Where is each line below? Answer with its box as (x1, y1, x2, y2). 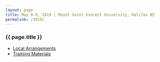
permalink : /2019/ (5, 17, 45, 22)
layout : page (5, 7, 33, 13)
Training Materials (12, 50, 51, 56)
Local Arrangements (12, 45, 56, 51)
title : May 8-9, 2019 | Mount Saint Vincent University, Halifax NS (5, 12, 155, 17)
